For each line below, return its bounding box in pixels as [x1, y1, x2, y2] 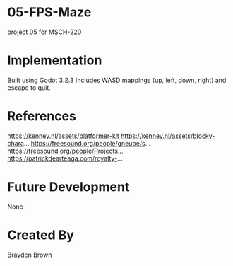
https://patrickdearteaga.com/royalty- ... [7, 154, 123, 163]
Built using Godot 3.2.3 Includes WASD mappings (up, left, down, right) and [7, 76, 227, 84]
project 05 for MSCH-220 [7, 28, 82, 36]
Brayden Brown [7, 250, 52, 259]
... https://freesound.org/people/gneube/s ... [23, 139, 151, 147]
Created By [7, 227, 74, 243]
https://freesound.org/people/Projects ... [7, 146, 124, 155]
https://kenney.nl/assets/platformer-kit [7, 132, 120, 140]
